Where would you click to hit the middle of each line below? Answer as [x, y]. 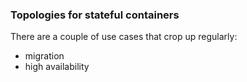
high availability [57, 67]
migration [44, 56]
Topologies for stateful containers [95, 15]
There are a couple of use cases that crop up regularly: [124, 37]
